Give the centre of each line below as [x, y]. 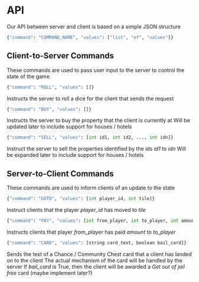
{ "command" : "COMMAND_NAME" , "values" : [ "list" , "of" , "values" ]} [90, 37]
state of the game [28, 76]
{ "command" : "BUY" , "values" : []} [49, 109]
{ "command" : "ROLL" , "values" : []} [50, 87]
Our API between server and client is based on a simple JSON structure [94, 27]
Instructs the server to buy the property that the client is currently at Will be [99, 120]
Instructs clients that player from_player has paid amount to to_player [91, 232]
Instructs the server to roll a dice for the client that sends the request [90, 99]
